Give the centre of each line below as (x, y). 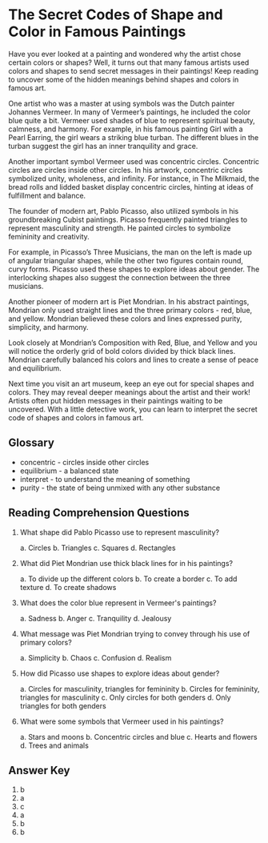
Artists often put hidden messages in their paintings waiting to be (116, 400)
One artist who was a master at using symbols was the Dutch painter (122, 103)
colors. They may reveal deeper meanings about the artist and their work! (129, 392)
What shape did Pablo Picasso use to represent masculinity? (120, 532)
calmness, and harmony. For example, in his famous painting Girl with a (126, 129)
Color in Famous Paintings (97, 32)
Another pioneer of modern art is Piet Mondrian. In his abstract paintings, (129, 301)
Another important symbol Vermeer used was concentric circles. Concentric (134, 161)
